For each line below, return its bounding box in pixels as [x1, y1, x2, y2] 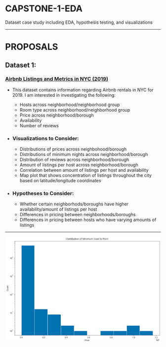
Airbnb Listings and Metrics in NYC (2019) [5, 76, 109, 82]
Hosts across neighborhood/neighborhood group [19, 102, 120, 108]
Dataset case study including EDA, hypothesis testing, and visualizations [5, 19, 153, 25]
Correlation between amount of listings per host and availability [19, 167, 149, 173]
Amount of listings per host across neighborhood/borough [19, 162, 138, 168]
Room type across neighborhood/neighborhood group [19, 107, 130, 113]
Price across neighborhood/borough [19, 112, 94, 118]
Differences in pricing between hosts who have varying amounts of [19, 217, 157, 223]
